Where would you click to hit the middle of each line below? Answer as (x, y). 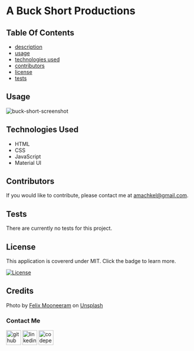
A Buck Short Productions (71, 11)
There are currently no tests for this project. (59, 228)
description (28, 47)
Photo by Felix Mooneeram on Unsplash (55, 305)
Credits (20, 291)
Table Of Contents (40, 33)
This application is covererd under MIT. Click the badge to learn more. (91, 261)
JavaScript (28, 156)
